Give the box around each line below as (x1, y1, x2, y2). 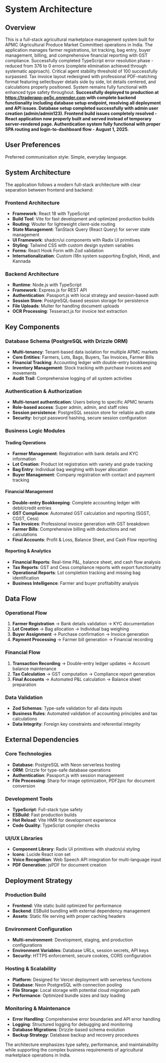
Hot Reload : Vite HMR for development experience (12, 817, 116, 823)
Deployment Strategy (5, 876, 73, 885)
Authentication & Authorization (5, 387, 82, 394)
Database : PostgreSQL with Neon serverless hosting (12, 762, 120, 768)
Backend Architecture (5, 270, 59, 277)
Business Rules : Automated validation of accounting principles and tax (12, 710, 158, 717)
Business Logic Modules (5, 427, 65, 434)
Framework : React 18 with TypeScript (12, 210, 90, 216)
